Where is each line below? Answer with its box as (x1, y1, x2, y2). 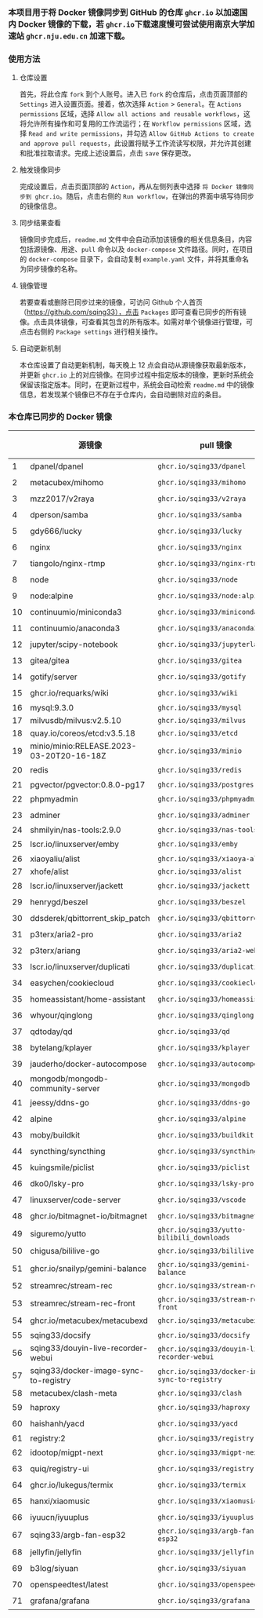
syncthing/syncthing (30, 1146, 106, 1157)
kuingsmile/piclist (30, 1162, 95, 1173)
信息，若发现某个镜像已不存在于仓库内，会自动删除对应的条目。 (19, 390, 225, 400)
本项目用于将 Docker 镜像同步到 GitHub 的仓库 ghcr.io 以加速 (8, 6, 240, 17)
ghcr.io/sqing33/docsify (157, 1331, 250, 1339)
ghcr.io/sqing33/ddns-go (157, 1098, 250, 1108)
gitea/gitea (30, 656, 70, 667)
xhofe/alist (30, 866, 69, 877)
